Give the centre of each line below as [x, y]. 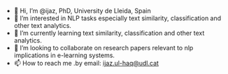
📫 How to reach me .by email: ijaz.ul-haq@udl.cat [86, 63]
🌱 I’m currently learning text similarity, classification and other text [109, 33]
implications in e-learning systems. [64, 55]
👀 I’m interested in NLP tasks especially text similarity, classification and [117, 18]
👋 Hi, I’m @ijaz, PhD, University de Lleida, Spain [83, 11]
